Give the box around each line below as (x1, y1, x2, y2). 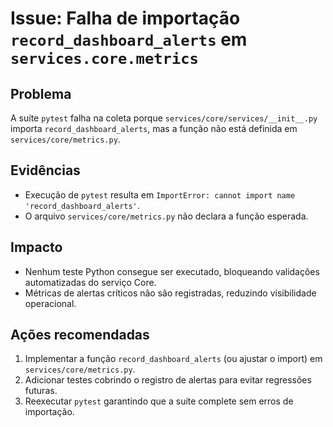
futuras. (24, 385, 58, 397)
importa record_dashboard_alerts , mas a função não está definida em (10, 123, 298, 134)
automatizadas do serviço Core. (24, 276, 157, 288)
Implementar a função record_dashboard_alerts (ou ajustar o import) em (24, 353, 323, 365)
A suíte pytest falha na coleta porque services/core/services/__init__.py (10, 112, 318, 124)
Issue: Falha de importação (10, 7, 241, 30)
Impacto (10, 239, 63, 256)
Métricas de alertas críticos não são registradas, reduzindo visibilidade (24, 287, 317, 299)
